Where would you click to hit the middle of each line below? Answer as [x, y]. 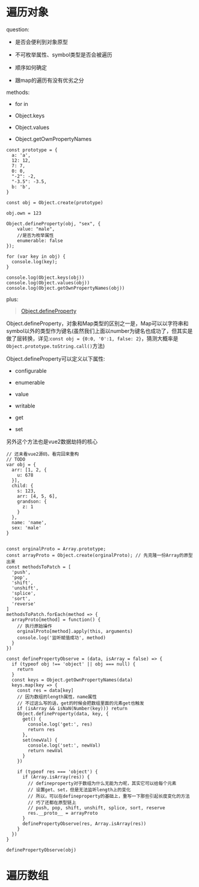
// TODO [16, 459]
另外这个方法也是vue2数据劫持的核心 [52, 441]
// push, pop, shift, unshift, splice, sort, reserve [96, 808]
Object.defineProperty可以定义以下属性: [56, 358]
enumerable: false [40, 241]
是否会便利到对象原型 [41, 42]
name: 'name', [29, 522]
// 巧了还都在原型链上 [52, 802]
